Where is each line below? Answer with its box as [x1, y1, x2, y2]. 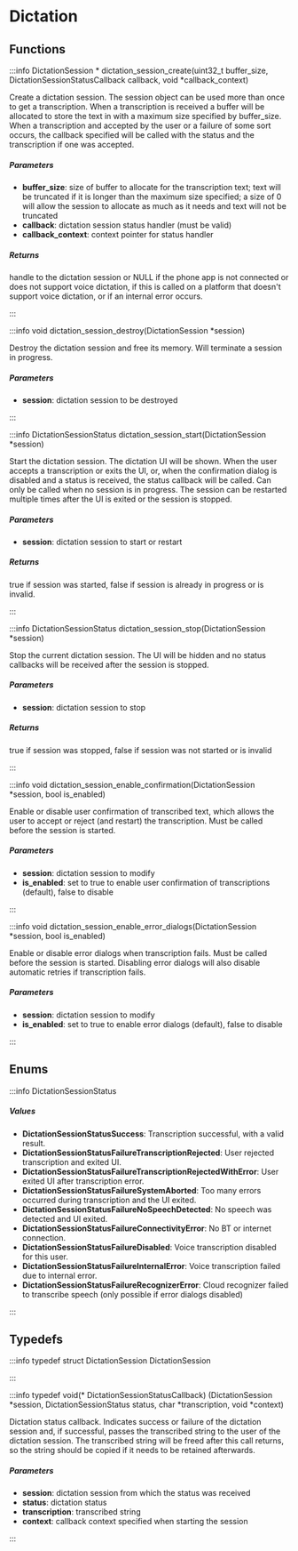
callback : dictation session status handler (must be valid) [21, 220, 232, 230]
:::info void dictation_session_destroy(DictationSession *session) [9, 325, 246, 335]
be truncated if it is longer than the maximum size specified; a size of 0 [21, 191, 282, 202]
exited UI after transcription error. [21, 1176, 145, 1186]
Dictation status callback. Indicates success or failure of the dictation [9, 1417, 262, 1427]
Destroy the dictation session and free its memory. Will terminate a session [9, 342, 283, 353]
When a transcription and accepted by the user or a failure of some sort [9, 120, 271, 131]
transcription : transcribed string [21, 1507, 141, 1517]
